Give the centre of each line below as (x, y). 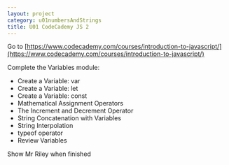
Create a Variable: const (52, 96)
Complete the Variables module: (54, 68)
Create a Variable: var (49, 81)
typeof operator (40, 133)
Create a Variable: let (48, 89)
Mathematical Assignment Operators (70, 103)
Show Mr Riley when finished (49, 154)
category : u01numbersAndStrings (54, 20)
